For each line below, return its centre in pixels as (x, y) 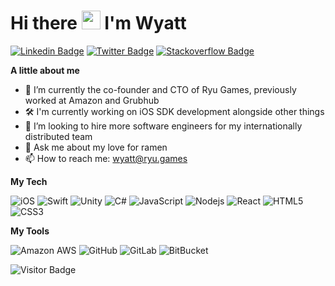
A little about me (45, 70)
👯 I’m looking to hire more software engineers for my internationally (163, 126)
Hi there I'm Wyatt (98, 23)
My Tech (29, 181)
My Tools (30, 231)
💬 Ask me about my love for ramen (96, 147)
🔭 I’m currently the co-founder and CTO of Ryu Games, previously (160, 89)
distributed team (58, 136)
